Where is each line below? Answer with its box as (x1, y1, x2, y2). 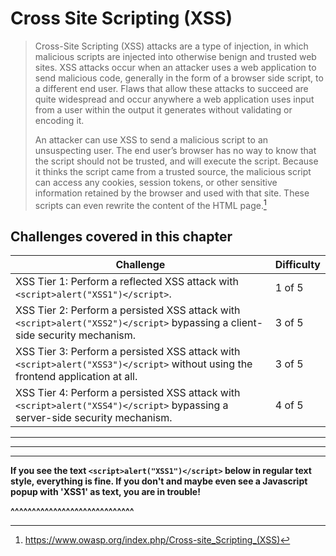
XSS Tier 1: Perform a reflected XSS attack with (15, 275, 239, 289)
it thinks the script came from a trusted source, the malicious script (34, 165, 312, 177)
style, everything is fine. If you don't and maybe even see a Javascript (10, 475, 308, 487)
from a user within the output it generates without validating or (34, 103, 293, 116)
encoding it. (34, 114, 85, 126)
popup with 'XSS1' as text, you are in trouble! (10, 486, 201, 498)
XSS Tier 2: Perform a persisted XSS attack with (15, 303, 241, 317)
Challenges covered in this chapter (10, 228, 233, 245)
